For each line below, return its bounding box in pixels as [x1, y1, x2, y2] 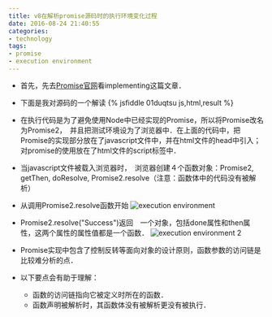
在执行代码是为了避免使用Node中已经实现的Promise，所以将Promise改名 [19, 115, 264, 124]
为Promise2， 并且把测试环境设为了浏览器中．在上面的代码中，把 [19, 125, 241, 135]
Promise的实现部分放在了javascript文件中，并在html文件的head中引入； [19, 135, 261, 145]
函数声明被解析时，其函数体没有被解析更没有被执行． [32, 300, 211, 310]
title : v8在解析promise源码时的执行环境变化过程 [8, 11, 158, 20]
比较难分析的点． [19, 255, 78, 265]
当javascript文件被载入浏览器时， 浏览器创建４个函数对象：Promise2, [19, 163, 254, 172]
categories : [8, 27, 49, 35]
